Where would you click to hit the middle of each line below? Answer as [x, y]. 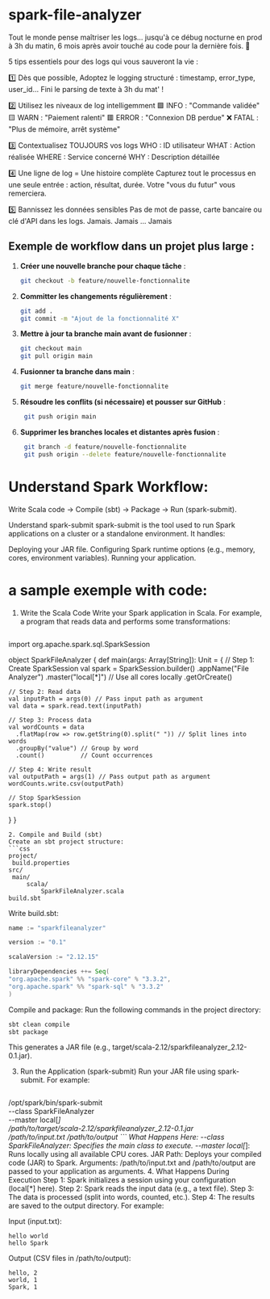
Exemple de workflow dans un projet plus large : [132, 247]
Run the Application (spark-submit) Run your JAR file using [118, 1071]
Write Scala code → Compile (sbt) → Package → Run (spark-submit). [123, 509]
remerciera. [27, 193]
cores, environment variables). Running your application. [102, 557]
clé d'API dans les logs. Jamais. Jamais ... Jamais [90, 221]
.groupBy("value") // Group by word [77, 748]
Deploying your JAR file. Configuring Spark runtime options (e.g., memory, [132, 549]
